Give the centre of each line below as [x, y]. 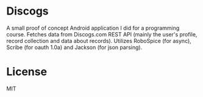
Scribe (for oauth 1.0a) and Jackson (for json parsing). [74, 47]
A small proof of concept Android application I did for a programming [93, 28]
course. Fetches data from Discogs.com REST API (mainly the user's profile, [102, 34]
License [27, 72]
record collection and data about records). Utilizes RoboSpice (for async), [99, 41]
